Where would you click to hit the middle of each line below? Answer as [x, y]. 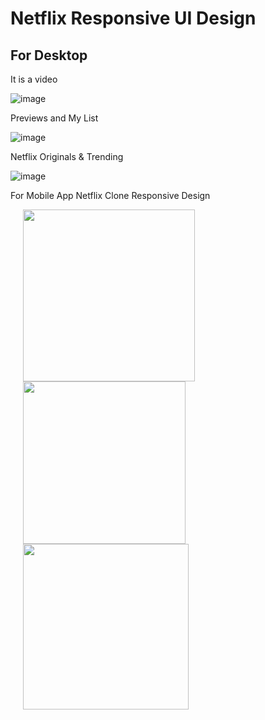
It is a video [34, 79]
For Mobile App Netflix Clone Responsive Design [110, 195]
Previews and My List [54, 118]
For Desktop [49, 55]
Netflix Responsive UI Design [133, 18]
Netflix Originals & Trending [67, 156]
